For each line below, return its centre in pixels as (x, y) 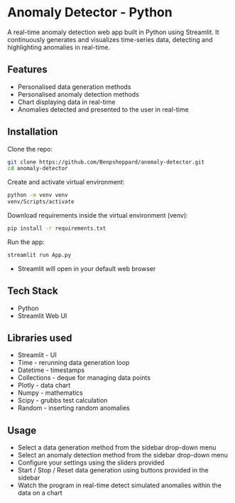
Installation (33, 132)
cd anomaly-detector (38, 169)
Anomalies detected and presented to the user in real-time (103, 109)
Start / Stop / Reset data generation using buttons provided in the (113, 470)
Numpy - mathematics (50, 393)
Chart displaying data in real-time (66, 102)
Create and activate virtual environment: (66, 182)
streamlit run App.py (39, 255)
